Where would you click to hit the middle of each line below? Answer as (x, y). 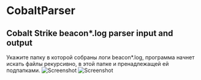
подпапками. (24, 70)
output (19, 42)
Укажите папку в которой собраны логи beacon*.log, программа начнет (100, 57)
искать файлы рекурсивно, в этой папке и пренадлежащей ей (88, 64)
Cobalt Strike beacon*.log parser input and (90, 33)
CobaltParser (41, 11)
